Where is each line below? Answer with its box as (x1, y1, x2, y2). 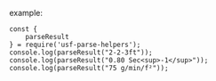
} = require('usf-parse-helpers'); (9, 40, 141, 49)
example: (9, 8, 43, 18)
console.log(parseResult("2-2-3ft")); (9, 48, 153, 57)
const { (9, 25, 38, 34)
